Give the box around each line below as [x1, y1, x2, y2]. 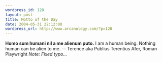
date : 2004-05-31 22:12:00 [5, 21, 62, 27]
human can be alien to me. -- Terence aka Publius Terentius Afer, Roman [5, 46, 157, 52]
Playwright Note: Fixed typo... [5, 51, 68, 57]
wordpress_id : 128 [5, 7, 44, 13]
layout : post [5, 12, 33, 17]
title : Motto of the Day [5, 17, 58, 22]
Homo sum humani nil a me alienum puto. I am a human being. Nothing [5, 40, 156, 46]
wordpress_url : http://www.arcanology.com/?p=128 [5, 26, 113, 32]
